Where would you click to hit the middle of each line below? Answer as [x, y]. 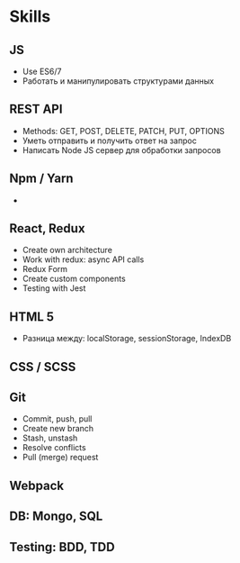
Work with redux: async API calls [83, 259]
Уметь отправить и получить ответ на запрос [110, 141]
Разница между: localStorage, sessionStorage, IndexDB [127, 339]
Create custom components [74, 279]
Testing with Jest [54, 288]
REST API [36, 109]
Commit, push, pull [57, 419]
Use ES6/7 [42, 71]
